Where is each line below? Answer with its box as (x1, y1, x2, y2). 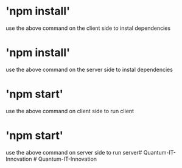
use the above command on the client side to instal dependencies (5, 24, 171, 32)
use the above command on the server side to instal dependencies (5, 66, 173, 73)
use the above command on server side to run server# (5, 149, 142, 156)
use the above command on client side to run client (5, 107, 135, 114)
